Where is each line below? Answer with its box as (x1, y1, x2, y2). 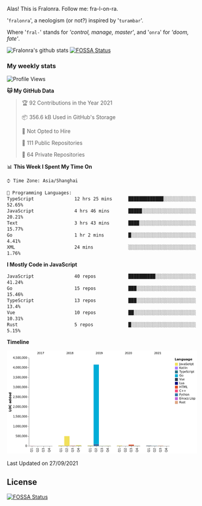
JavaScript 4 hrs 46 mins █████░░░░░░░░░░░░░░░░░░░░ (7, 208, 197, 214)
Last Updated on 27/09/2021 (7, 459, 78, 467)
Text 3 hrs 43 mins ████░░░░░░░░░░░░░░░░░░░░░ (7, 220, 197, 226)
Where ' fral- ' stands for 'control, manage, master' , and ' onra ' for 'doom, (7, 28, 189, 36)
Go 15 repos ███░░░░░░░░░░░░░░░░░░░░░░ (7, 285, 197, 292)
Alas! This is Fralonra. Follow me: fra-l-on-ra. (7, 5, 118, 12)
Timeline (7, 339, 30, 346)
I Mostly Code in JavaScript (7, 261, 78, 268)
